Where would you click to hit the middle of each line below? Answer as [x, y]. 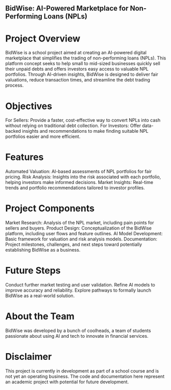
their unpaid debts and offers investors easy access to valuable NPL [77, 69]
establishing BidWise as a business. [43, 250]
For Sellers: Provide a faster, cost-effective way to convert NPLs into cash [83, 120]
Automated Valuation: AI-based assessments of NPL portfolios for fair [79, 172]
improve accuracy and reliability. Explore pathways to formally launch [78, 290]
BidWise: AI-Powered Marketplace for [67, 8]
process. [15, 85]
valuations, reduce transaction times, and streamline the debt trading [78, 80]
